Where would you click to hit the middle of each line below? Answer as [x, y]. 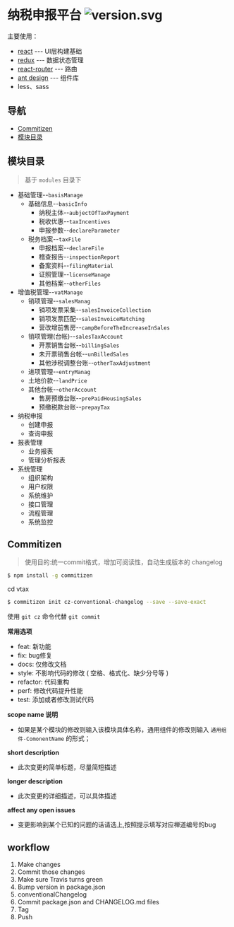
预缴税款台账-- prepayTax [74, 407]
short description [33, 753]
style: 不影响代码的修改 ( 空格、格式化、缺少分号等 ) [93, 673]
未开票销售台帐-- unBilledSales [84, 354]
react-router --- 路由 [47, 69]
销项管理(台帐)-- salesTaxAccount [75, 336]
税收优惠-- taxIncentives [74, 221]
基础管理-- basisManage [50, 194]
